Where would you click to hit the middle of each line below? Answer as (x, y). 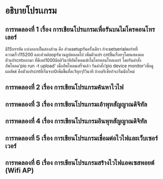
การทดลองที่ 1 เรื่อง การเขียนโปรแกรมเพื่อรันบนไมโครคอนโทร (80, 29)
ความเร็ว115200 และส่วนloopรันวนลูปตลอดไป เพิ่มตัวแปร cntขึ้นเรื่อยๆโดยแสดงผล (75, 54)
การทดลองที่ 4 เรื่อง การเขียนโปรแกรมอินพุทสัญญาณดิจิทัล (76, 121)
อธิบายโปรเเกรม (31, 11)
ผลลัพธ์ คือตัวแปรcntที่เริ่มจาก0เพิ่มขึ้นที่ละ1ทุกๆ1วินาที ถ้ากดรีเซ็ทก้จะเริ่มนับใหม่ (70, 71)
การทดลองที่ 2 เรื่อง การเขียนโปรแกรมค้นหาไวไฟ (64, 87)
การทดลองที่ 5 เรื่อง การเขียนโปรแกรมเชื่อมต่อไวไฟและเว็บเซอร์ (81, 138)
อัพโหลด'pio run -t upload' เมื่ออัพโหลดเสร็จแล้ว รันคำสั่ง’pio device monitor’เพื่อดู (79, 66)
